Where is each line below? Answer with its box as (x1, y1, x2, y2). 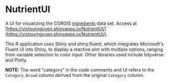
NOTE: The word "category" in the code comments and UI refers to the (5, 67, 154, 73)
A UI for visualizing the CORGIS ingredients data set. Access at (5, 20, 137, 26)
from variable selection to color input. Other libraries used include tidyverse (5, 52, 164, 58)
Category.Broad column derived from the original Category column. (5, 72, 145, 78)
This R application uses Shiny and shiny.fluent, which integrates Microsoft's (5, 40, 164, 47)
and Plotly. (5, 57, 27, 63)
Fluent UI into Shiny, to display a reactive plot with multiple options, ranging (5, 46, 163, 52)
